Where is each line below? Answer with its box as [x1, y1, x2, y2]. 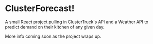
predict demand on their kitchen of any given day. [5, 24, 104, 29]
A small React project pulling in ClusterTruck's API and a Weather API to [5, 19, 149, 25]
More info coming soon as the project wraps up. [5, 33, 101, 39]
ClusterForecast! [5, 3, 75, 14]
